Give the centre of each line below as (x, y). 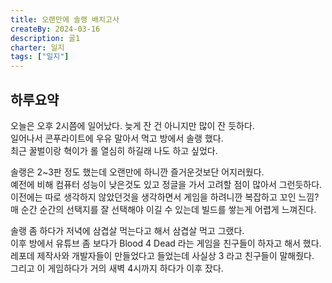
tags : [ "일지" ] (40, 57)
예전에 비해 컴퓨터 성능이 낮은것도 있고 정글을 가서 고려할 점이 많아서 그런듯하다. (166, 184)
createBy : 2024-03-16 (55, 29)
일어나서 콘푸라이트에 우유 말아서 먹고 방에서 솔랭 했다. (117, 138)
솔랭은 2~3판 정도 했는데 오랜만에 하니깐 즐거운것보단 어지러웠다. (137, 172)
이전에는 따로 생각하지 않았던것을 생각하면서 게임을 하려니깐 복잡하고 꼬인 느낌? (165, 197)
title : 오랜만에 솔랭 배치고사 (65, 19)
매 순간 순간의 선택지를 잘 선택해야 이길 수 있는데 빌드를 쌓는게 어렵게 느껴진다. (163, 209)
